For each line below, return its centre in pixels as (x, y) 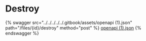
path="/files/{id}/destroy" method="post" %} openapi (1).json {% (74, 27)
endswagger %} (22, 33)
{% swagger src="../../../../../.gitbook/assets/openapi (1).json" (69, 22)
